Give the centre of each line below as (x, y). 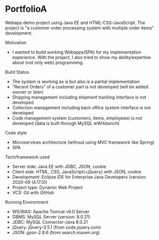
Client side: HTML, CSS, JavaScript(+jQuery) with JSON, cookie (77, 172)
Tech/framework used (27, 157)
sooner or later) (28, 92)
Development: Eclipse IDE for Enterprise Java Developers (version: (79, 177)
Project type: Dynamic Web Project (47, 187)
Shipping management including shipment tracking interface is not (79, 97)
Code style (16, 133)
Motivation (16, 42)
